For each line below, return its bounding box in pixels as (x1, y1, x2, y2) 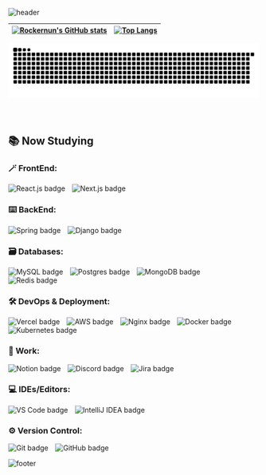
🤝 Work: (8, 346, 40, 357)
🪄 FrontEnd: (8, 162, 57, 173)
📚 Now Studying (8, 134, 94, 148)
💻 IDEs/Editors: (8, 384, 71, 395)
